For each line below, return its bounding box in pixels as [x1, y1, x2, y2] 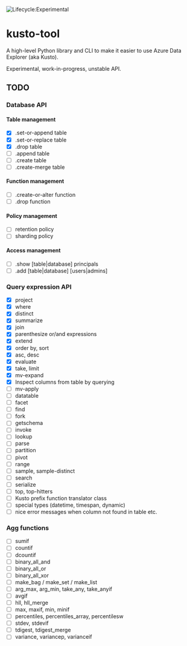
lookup [14, 433, 33, 440]
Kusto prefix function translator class [14, 494, 107, 502]
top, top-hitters [14, 487, 53, 495]
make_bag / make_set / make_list [14, 578, 98, 585]
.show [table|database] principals [14, 260, 98, 268]
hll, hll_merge [14, 599, 48, 606]
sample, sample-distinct [14, 467, 75, 475]
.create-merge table [14, 163, 65, 171]
